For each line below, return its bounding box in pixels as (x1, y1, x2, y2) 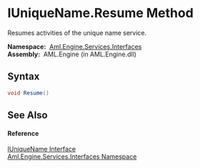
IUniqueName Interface (7, 145, 76, 154)
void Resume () (7, 89, 50, 97)
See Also (7, 109, 48, 122)
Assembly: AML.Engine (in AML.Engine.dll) (7, 50, 137, 58)
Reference (7, 129, 39, 137)
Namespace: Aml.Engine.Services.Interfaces (7, 42, 142, 51)
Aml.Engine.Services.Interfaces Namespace (7, 152, 137, 161)
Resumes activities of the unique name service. (7, 28, 147, 37)
